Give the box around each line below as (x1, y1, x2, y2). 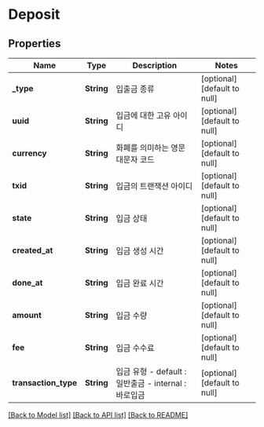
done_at (12, 277, 43, 288)
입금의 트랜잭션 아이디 (115, 181, 193, 192)
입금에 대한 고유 (115, 110, 171, 121)
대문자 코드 (115, 155, 155, 165)
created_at (12, 245, 53, 256)
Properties (8, 37, 61, 50)
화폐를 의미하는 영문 (115, 143, 186, 153)
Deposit (8, 5, 60, 24)
